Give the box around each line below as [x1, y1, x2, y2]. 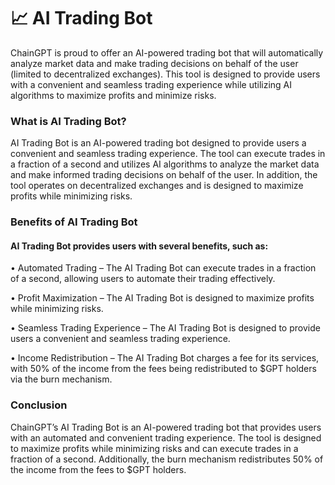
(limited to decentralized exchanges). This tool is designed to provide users [10, 68, 321, 80]
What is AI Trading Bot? [10, 114, 127, 128]
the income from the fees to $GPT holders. [10, 463, 187, 475]
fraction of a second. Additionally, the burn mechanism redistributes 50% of [10, 453, 324, 465]
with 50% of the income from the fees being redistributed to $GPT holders [10, 363, 317, 375]
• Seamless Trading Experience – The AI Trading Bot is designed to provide [10, 322, 321, 334]
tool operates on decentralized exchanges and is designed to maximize [10, 180, 304, 192]
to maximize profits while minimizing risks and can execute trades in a [10, 442, 299, 454]
